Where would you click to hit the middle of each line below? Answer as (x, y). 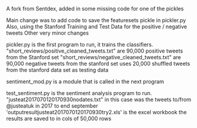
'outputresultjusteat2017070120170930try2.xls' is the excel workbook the (96, 112)
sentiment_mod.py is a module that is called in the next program (85, 81)
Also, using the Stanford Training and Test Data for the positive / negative (97, 27)
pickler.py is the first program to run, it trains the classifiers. (80, 45)
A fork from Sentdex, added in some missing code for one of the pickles (95, 9)
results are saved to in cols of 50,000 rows (59, 118)
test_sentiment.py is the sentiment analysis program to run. (79, 93)
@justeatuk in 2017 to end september (52, 106)
